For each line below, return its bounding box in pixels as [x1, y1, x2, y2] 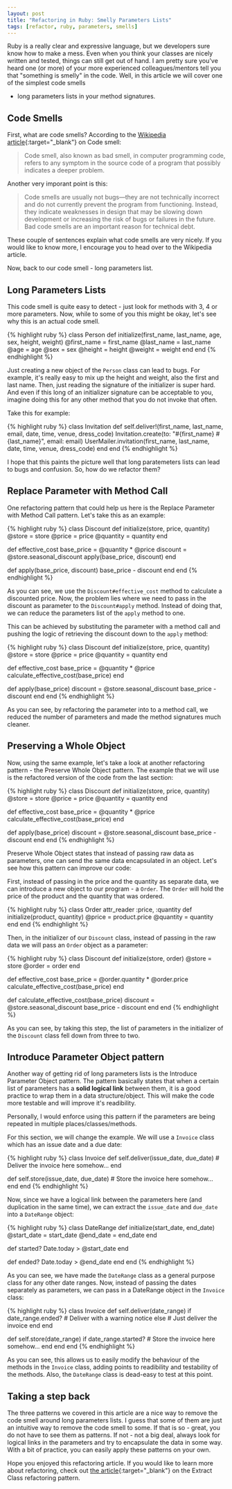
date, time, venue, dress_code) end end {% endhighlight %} [7, 445, 178, 452]
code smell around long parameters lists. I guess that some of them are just [7, 1416, 223, 1425]
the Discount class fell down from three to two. [7, 1031, 141, 1040]
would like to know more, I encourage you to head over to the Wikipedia [7, 243, 213, 251]
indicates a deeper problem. [24, 166, 105, 175]
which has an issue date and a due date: [7, 1141, 123, 1149]
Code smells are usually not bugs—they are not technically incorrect [24, 193, 220, 202]
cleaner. [7, 720, 30, 728]
